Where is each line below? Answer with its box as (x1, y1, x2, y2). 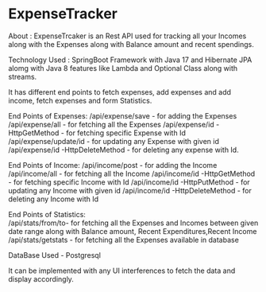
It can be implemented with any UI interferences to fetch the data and (8, 266, 236, 275)
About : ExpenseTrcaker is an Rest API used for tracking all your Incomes (8, 31, 247, 41)
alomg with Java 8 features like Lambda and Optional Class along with (8, 63, 238, 72)
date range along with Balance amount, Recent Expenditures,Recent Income (8, 226, 257, 236)
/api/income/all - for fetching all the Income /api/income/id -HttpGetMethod (8, 169, 256, 178)
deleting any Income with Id (8, 194, 99, 204)
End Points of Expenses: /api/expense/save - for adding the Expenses (8, 111, 237, 120)
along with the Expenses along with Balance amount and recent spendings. (8, 39, 254, 49)
